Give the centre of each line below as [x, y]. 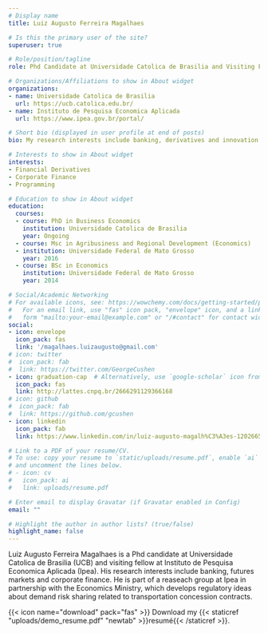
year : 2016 [41, 258]
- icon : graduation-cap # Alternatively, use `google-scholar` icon [126, 376]
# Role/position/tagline [49, 60]
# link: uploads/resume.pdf [59, 488]
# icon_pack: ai [39, 480]
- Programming [32, 185]
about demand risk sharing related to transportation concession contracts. [130, 597]
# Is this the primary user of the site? [78, 38]
